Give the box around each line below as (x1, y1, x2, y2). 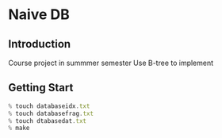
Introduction (8, 37, 71, 51)
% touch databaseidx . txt (8, 102, 90, 110)
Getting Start (8, 81, 74, 94)
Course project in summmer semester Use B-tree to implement (8, 58, 214, 67)
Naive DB (8, 6, 70, 24)
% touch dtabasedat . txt (8, 117, 87, 125)
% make (8, 125, 30, 132)
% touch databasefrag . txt (8, 109, 94, 117)
